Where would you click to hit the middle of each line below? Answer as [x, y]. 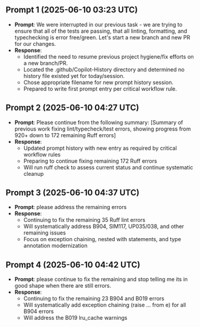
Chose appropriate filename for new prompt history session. [98, 82]
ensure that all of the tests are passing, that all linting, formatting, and [101, 31]
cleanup [34, 173]
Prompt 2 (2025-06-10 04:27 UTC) [73, 108]
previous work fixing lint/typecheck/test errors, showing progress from [103, 129]
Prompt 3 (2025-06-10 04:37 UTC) [73, 193]
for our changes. [35, 44]
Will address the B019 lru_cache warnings [75, 318]
